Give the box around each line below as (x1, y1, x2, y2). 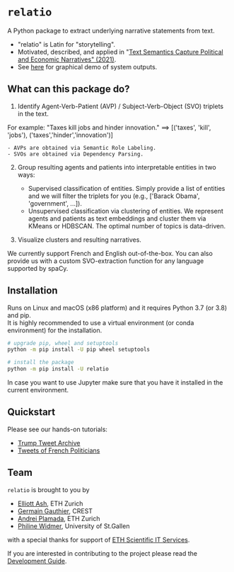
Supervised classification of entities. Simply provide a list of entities (28, 184, 226, 192)
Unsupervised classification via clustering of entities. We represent (28, 206, 224, 215)
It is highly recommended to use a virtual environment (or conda (7, 318, 194, 327)
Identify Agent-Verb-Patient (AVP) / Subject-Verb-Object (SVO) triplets (17, 102, 224, 110)
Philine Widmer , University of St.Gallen (17, 522, 130, 530)
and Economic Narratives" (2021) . (17, 55, 117, 64)
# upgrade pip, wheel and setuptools (7, 339, 119, 346)
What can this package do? (7, 83, 130, 95)
